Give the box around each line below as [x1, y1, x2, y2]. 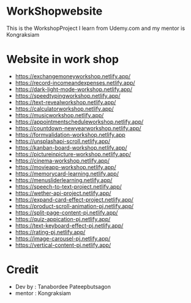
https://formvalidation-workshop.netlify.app [15, 131, 125, 138]
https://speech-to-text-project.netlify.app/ [15, 183, 122, 190]
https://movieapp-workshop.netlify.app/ [15, 163, 116, 170]
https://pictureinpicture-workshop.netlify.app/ [15, 150, 132, 158]
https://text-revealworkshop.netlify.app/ [15, 98, 116, 106]
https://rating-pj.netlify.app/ [15, 228, 86, 236]
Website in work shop [6, 53, 119, 67]
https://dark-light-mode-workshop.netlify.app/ [15, 86, 133, 93]
